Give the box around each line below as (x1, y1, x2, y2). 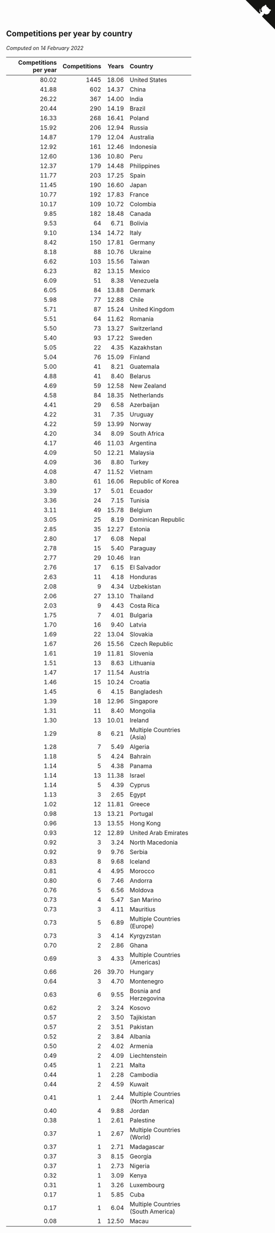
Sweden (129, 334, 153, 342)
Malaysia (129, 448, 155, 456)
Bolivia (129, 219, 149, 227)
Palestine (129, 1116, 156, 1124)
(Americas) (129, 958, 161, 966)
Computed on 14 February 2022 (6, 44, 84, 51)
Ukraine (129, 248, 152, 256)
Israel (129, 771, 145, 779)
